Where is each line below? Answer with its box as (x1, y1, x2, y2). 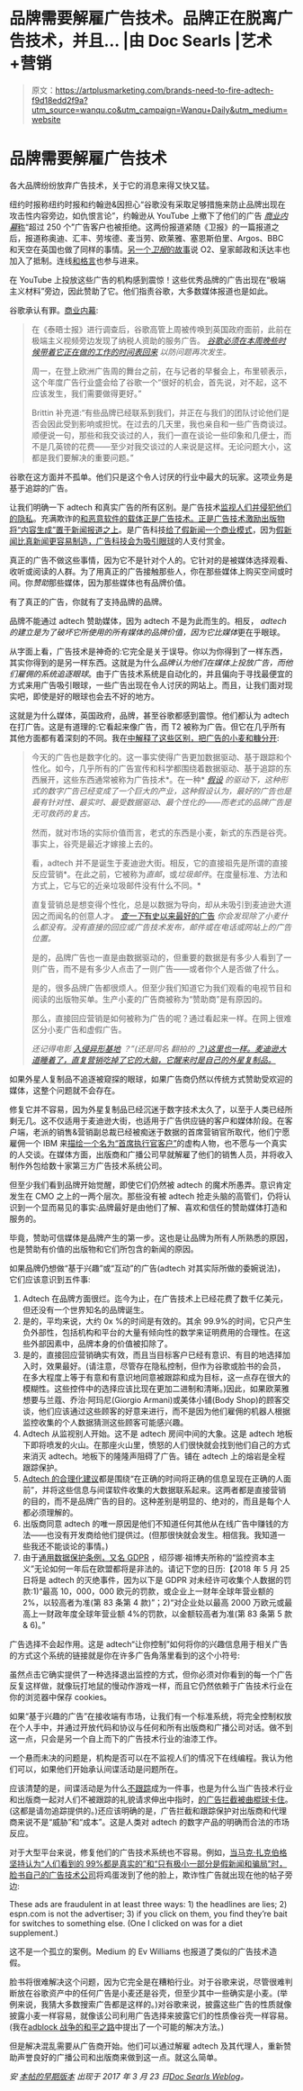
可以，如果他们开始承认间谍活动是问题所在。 (16, 1763, 183, 1774)
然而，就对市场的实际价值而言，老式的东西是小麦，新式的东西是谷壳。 (31, 827, 292, 837)
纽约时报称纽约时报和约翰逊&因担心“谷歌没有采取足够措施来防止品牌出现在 (9, 199, 286, 210)
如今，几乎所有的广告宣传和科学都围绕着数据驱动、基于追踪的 (55, 763, 284, 774)
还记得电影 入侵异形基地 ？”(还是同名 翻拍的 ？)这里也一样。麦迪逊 (31, 1043, 279, 1054)
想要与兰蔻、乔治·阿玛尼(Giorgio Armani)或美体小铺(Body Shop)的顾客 (22, 1394, 282, 1405)
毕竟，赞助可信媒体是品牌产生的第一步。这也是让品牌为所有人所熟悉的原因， (9, 1232, 293, 1243)
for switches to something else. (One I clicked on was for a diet (9, 1917, 243, 1928)
